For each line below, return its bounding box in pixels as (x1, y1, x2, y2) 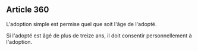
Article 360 (6, 5, 49, 15)
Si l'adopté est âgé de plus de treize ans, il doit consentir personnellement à (6, 32, 192, 39)
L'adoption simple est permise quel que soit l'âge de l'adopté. (6, 20, 157, 27)
